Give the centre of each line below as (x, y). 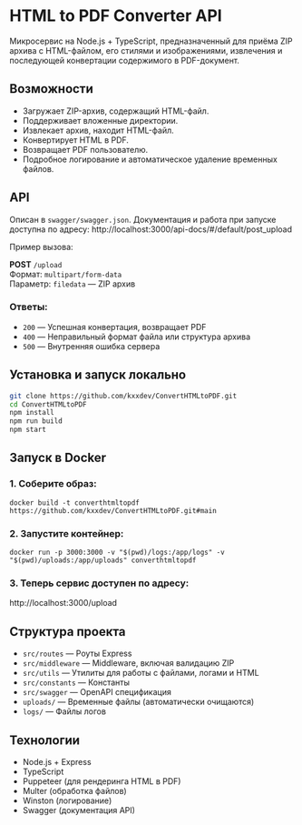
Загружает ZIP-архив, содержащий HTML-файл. (116, 111)
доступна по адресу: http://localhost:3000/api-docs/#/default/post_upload (151, 229)
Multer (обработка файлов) (74, 790)
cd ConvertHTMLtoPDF (49, 404)
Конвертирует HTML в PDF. (76, 140)
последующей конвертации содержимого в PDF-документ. (125, 60)
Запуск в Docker (58, 458)
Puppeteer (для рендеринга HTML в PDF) (102, 781)
